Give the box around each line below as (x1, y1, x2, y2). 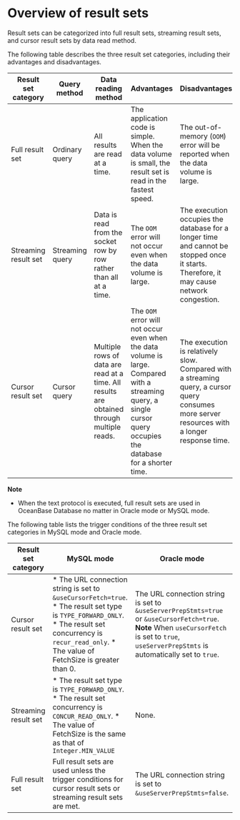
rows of (94, 350, 120, 360)
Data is (94, 209, 118, 219)
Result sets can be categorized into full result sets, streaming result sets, (7, 29, 221, 37)
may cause (179, 276, 216, 286)
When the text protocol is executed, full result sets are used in (17, 498, 201, 507)
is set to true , (135, 632, 181, 642)
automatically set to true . (135, 649, 220, 659)
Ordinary (52, 144, 82, 154)
